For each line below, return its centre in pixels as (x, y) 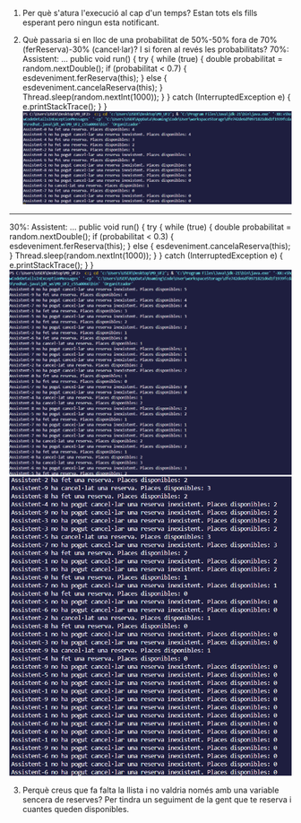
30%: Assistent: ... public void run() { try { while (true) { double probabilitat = (150, 227)
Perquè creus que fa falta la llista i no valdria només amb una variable (150, 790)
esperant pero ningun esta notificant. (90, 22)
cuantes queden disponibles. (76, 810)
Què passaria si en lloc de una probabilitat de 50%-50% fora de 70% (150, 40)
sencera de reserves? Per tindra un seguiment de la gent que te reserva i (157, 800)
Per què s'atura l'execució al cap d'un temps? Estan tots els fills (140, 13)
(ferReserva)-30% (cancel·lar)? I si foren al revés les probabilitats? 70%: (155, 49)
